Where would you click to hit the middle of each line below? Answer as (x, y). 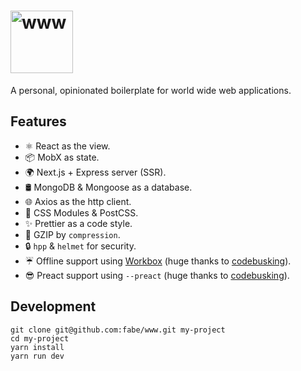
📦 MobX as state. (62, 157)
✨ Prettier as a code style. (78, 223)
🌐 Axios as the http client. (78, 201)
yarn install (37, 347)
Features (38, 121)
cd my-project (40, 338)
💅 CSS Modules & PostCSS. (81, 212)
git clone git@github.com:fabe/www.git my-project (118, 330)
